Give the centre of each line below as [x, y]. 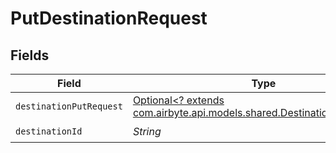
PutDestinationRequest [109, 18]
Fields [30, 55]
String [147, 131]
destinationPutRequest [69, 106]
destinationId [49, 131]
